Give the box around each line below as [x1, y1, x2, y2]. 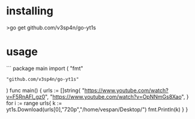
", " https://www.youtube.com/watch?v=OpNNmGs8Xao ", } [44, 93, 189, 100]
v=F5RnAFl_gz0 [6, 93, 46, 100]
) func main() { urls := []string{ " [6, 87, 85, 94]
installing [6, 4, 54, 18]
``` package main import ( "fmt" [6, 65, 83, 72]
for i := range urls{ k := [6, 99, 62, 106]
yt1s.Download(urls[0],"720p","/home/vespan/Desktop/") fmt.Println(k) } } [6, 106, 188, 113]
